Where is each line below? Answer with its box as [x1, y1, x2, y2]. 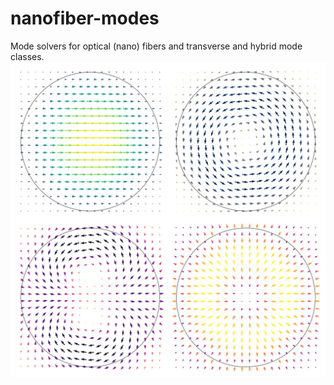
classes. [10, 50, 45, 62]
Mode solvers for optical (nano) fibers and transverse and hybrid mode [10, 40, 303, 52]
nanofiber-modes [10, 7, 160, 30]
